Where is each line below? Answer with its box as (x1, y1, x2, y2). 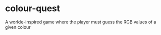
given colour (5, 24, 31, 30)
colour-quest (5, 3, 60, 14)
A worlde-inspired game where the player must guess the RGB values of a (5, 19, 157, 25)
